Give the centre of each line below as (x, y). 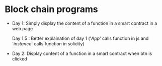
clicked (19, 58)
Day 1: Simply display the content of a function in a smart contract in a (85, 23)
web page (22, 28)
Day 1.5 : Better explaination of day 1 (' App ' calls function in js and (80, 38)
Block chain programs (52, 9)
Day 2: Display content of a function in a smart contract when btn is (82, 53)
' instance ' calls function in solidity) (48, 43)
